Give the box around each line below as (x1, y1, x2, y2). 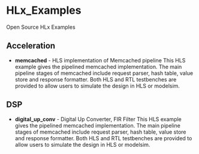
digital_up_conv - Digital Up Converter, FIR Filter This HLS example (14, 115, 182, 123)
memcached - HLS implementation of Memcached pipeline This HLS (14, 56, 186, 64)
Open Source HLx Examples (6, 23, 76, 31)
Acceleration (6, 41, 56, 51)
